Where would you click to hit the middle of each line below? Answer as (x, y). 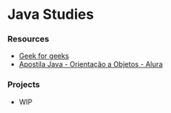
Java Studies (51, 15)
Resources (28, 39)
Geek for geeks (44, 56)
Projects (24, 85)
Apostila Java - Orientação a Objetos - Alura (91, 64)
